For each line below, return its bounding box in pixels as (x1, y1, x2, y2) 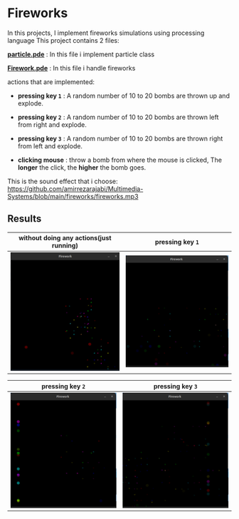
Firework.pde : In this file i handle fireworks (7, 63, 136, 72)
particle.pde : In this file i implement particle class (7, 50, 155, 58)
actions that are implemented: (7, 77, 95, 86)
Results (7, 212, 42, 225)
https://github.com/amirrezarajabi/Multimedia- (7, 184, 144, 193)
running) (52, 241, 78, 250)
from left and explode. (17, 141, 83, 150)
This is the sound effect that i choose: (7, 177, 119, 185)
